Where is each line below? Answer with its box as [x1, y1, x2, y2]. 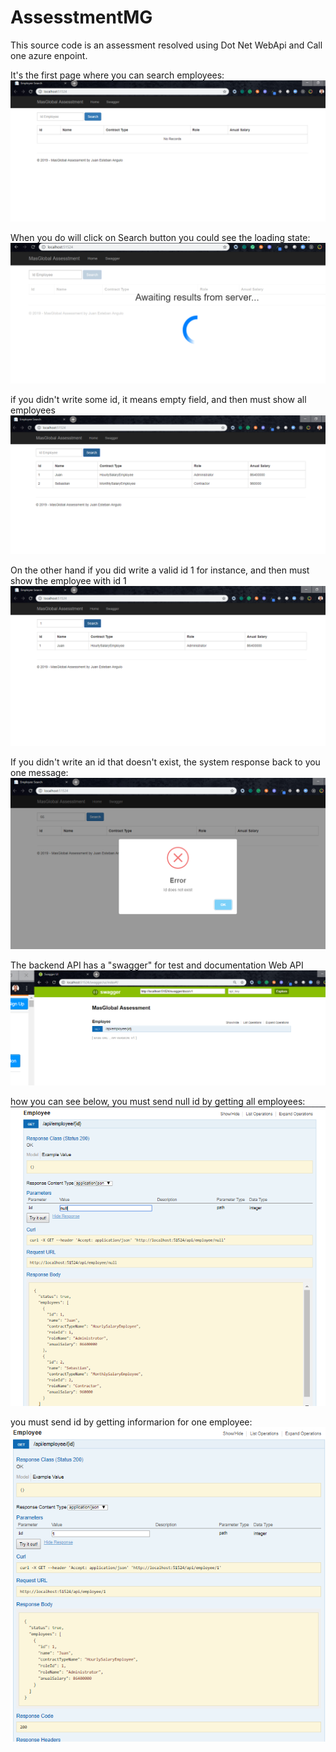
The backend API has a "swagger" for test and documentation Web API [10, 959, 304, 971]
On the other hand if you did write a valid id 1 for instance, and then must [10, 564, 310, 576]
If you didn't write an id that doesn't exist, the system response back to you [10, 756, 321, 768]
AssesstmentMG [10, 6, 153, 29]
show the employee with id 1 [10, 575, 127, 587]
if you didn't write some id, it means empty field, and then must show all [10, 393, 307, 405]
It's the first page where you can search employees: [10, 69, 225, 81]
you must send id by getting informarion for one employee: [10, 1416, 253, 1428]
